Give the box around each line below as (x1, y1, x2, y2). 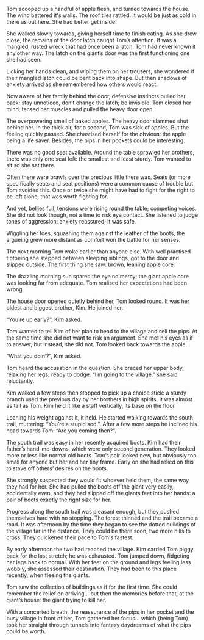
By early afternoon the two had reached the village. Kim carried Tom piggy (6, 546, 194, 553)
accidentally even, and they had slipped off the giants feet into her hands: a (6, 490, 196, 496)
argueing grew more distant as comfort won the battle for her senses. (6, 236, 181, 243)
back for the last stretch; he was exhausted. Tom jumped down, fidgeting (6, 552, 190, 559)
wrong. (6, 286, 24, 293)
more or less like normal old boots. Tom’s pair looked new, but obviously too (6, 452, 197, 459)
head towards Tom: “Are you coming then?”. (6, 427, 117, 434)
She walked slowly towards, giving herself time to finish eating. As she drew (6, 30, 197, 37)
